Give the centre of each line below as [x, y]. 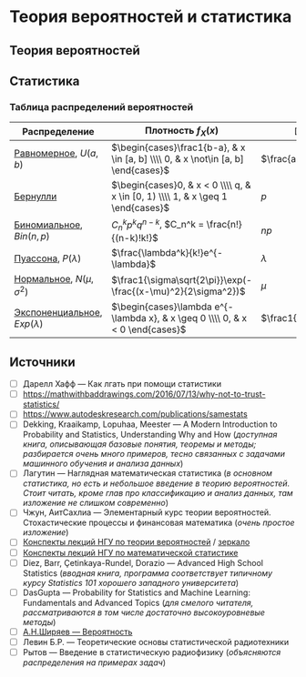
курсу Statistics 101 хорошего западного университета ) [131, 582]
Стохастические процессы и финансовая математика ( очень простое [158, 523]
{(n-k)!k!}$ [135, 237]
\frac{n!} [224, 225]
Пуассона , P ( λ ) [48, 258]
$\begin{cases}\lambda [162, 307]
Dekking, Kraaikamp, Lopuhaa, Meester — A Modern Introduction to [150, 424]
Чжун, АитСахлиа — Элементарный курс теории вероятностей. [147, 512]
